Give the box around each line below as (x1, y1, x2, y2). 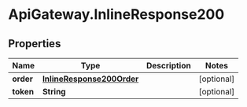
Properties (8, 37, 61, 50)
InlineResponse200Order (42, 73, 139, 84)
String (42, 87, 66, 97)
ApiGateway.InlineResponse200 (8, 6, 225, 24)
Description (146, 61, 191, 71)
